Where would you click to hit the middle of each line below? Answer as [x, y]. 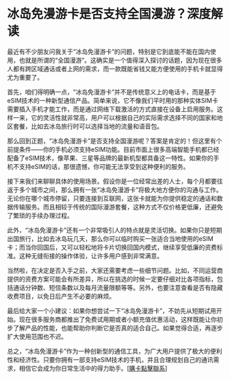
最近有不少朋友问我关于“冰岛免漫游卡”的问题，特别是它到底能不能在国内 [109, 51]
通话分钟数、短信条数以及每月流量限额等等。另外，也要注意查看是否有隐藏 [118, 287]
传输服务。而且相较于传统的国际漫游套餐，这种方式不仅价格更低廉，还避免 [118, 207]
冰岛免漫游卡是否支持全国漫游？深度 [109, 14]
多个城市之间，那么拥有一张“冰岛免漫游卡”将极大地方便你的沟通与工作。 [120, 189]
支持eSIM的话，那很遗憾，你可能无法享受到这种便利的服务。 [104, 166]
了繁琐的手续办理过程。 [40, 215]
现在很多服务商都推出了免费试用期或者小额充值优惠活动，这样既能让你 [118, 319]
